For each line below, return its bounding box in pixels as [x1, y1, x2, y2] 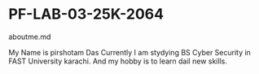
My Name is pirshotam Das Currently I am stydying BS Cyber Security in [8, 47, 251, 57]
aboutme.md [8, 32, 51, 41]
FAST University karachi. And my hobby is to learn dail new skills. [8, 56, 228, 66]
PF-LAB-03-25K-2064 [8, 5, 165, 24]
